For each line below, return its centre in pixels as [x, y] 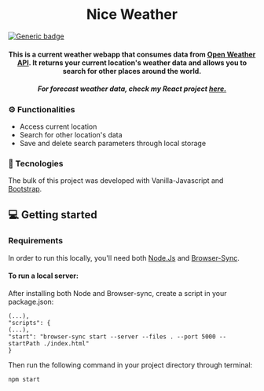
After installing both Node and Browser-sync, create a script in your [117, 294]
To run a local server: [43, 276]
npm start [24, 380]
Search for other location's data [71, 134]
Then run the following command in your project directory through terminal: [130, 365]
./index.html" [66, 344]
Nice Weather [132, 15]
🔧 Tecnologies [36, 163]
